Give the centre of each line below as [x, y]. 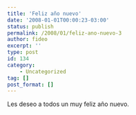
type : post [23, 53]
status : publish [30, 26]
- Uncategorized [43, 71]
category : [21, 65]
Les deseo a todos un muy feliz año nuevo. [68, 104]
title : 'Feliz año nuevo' [44, 14]
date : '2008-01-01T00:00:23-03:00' [58, 20]
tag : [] [18, 78]
